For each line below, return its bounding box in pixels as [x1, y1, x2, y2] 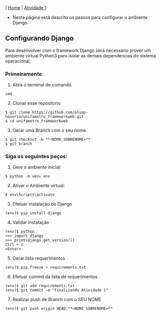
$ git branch [5, 141, 32, 147]
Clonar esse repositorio [12, 100, 61, 106]
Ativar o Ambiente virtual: [12, 183, 65, 189]
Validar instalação [12, 220, 49, 226]
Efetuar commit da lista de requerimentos [12, 274, 98, 280]
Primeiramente [5, 70, 42, 77]
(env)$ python [5, 229, 35, 234]
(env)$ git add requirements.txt [5, 284, 75, 289]
